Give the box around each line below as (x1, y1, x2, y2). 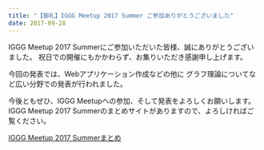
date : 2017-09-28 (8, 19, 66, 27)
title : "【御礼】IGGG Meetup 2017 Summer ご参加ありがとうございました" (8, 11, 234, 20)
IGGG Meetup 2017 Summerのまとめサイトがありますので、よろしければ (8, 105, 247, 116)
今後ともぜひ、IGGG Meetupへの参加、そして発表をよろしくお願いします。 (8, 96, 256, 105)
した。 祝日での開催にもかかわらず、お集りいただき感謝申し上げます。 (14, 52, 248, 61)
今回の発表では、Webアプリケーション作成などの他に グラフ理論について (8, 69, 250, 78)
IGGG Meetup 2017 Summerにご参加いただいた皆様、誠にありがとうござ (8, 41, 248, 52)
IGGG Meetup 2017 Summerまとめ (8, 132, 122, 142)
